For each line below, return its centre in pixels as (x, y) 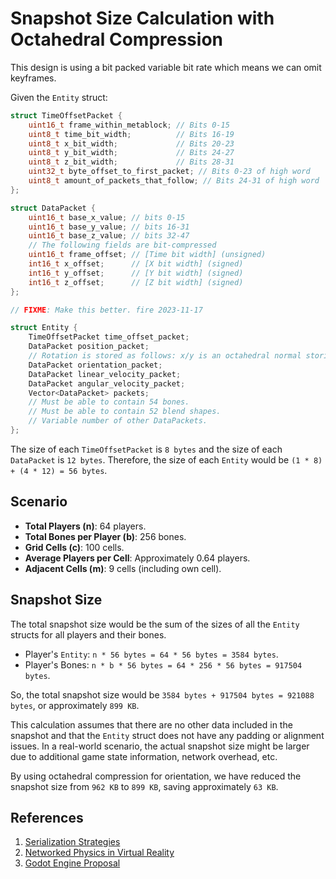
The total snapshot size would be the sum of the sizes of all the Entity (155, 624)
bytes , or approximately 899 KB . (75, 705)
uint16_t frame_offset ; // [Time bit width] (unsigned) (147, 255)
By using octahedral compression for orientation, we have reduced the (156, 776)
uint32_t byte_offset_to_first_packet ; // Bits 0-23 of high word (169, 172)
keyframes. (33, 78)
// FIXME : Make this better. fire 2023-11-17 (106, 310)
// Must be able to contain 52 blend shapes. (125, 412)
